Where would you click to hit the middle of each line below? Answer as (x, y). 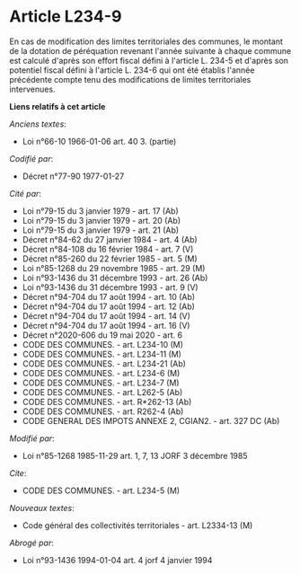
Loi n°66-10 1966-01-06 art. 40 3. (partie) (99, 141)
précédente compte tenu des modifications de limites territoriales (130, 79)
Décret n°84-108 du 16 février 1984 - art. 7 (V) (108, 249)
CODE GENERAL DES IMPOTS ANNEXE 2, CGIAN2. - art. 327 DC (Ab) (151, 420)
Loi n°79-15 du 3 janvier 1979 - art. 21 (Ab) (101, 230)
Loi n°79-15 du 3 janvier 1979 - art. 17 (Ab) (101, 211)
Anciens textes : (38, 124)
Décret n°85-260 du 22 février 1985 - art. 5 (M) (110, 259)
